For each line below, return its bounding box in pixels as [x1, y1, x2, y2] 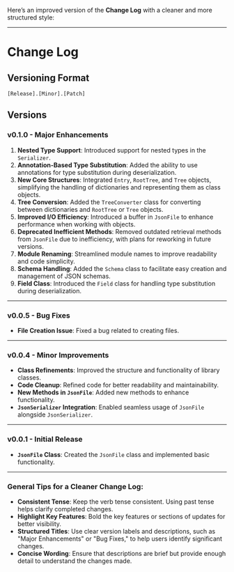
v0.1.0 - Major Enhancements [7, 130, 109, 140]
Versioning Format [7, 72, 90, 84]
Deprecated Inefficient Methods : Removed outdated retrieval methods [17, 227, 221, 235]
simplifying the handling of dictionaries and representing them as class [17, 183, 221, 191]
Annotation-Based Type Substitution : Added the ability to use [17, 160, 198, 169]
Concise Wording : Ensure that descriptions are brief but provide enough [17, 549, 226, 557]
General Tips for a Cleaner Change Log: [7, 481, 144, 491]
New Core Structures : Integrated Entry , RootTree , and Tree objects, [17, 176, 212, 184]
